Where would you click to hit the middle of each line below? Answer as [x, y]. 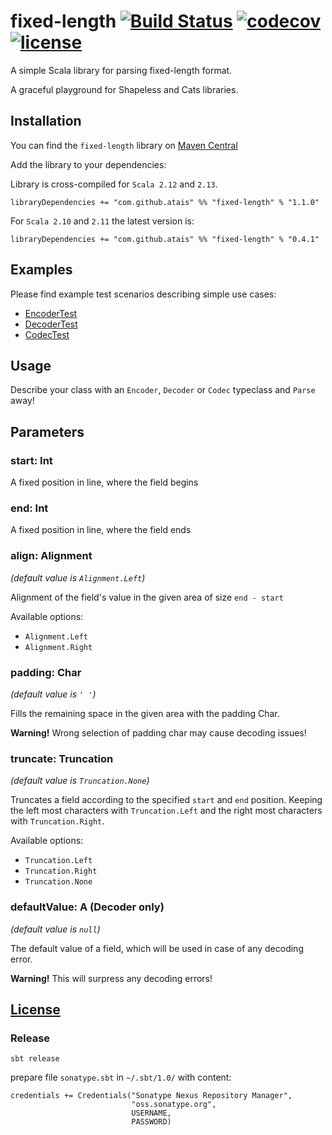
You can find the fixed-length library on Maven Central [124, 145]
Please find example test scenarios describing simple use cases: [143, 294]
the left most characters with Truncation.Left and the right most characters [166, 811]
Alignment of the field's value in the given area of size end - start [147, 597]
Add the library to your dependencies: [88, 164]
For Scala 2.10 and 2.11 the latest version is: [102, 221]
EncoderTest [51, 313]
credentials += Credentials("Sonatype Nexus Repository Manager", [151, 1096]
